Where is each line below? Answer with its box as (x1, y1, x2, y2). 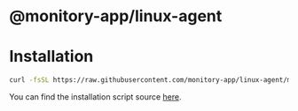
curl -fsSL (9, 76, 50, 85)
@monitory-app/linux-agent (9, 6, 223, 26)
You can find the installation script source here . (9, 92, 182, 102)
